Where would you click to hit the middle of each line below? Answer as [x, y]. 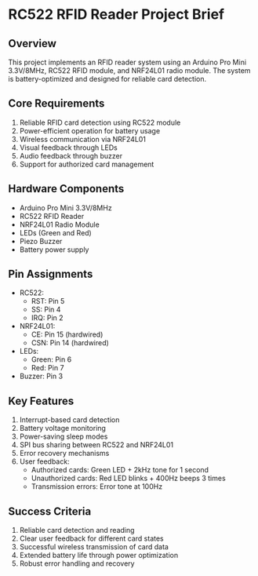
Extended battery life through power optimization [99, 556]
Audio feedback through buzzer [71, 155]
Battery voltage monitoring [62, 428]
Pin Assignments [51, 274]
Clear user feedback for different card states [92, 538]
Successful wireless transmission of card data [94, 547]
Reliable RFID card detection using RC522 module [100, 122]
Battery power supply [54, 250]
